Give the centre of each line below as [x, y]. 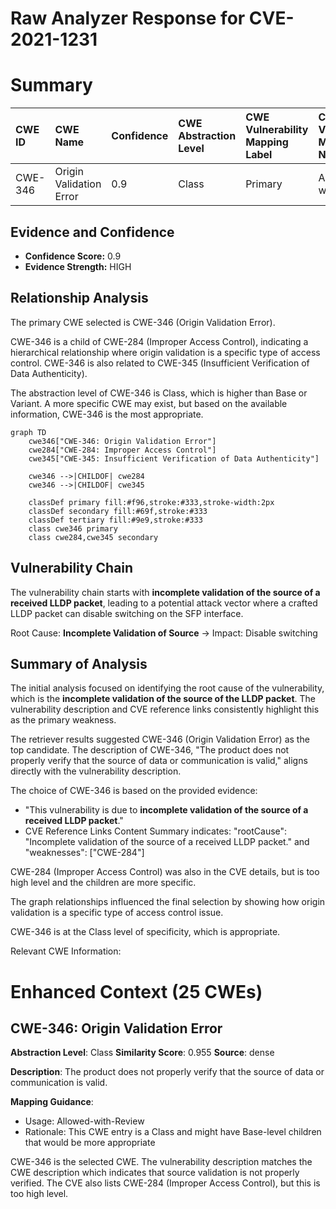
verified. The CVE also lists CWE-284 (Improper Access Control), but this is [165, 1183]
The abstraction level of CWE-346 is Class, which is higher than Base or [159, 393]
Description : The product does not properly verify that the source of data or [167, 1072]
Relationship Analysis [79, 298]
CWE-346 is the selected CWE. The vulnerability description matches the [161, 1162]
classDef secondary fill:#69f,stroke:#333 [118, 511]
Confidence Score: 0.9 [73, 256]
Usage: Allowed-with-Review [84, 1121]
